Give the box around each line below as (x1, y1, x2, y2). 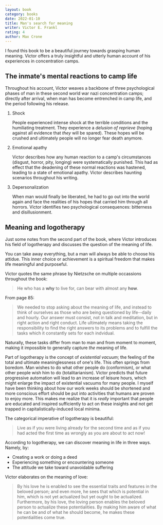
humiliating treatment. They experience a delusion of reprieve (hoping (12, 125, 152, 131)
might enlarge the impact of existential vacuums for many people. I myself (5, 380, 154, 386)
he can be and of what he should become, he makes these (17, 509, 135, 515)
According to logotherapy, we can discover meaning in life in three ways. (5, 439, 151, 445)
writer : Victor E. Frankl (5, 25, 57, 30)
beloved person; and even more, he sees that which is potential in (17, 488, 149, 494)
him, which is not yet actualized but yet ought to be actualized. (17, 493, 143, 500)
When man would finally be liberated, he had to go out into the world (12, 194, 150, 199)
